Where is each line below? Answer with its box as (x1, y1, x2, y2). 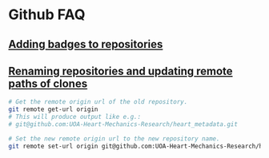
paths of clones (8, 77, 88, 90)
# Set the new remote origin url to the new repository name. (8, 134, 220, 143)
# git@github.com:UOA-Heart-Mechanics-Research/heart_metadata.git (8, 120, 239, 128)
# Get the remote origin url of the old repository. (8, 98, 188, 106)
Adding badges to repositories (8, 38, 163, 51)
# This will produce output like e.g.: (8, 113, 142, 121)
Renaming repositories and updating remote (8, 64, 234, 77)
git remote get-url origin (8, 105, 98, 113)
